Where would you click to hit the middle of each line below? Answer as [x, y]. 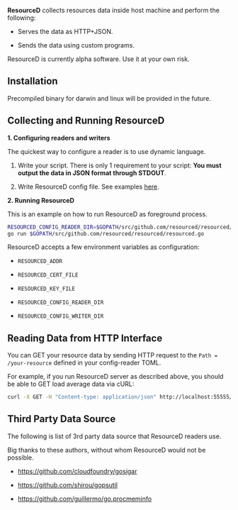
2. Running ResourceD [41, 200]
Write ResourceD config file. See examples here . [88, 187]
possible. [21, 458]
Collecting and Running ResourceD [86, 121]
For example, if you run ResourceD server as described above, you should [115, 377]
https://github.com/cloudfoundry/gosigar [77, 471]
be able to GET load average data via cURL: [71, 384]
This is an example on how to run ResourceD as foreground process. [107, 214]
